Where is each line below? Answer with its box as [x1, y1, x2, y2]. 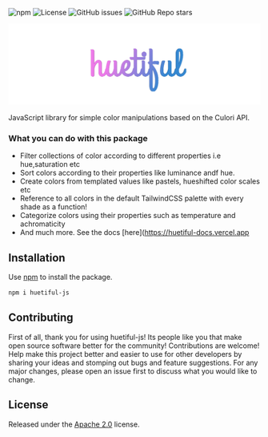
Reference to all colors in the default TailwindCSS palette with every [19, 193, 244, 204]
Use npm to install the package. [8, 273, 113, 282]
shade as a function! [19, 202, 88, 212]
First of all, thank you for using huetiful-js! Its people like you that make [8, 332, 242, 342]
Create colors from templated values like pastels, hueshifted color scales [19, 176, 260, 186]
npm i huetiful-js [8, 289, 70, 297]
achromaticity [19, 219, 66, 229]
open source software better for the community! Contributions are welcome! [8, 341, 260, 350]
